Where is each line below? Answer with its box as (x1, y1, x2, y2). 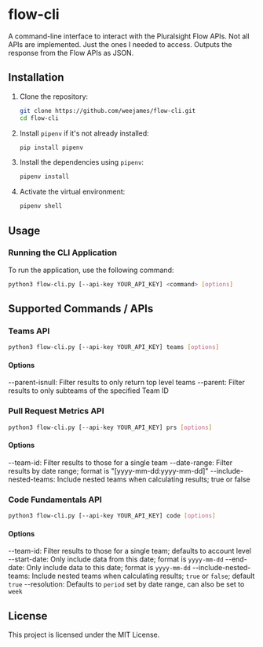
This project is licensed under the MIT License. (8, 630, 160, 640)
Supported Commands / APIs (8, 302, 154, 315)
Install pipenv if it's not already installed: (19, 128, 149, 138)
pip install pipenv (19, 144, 84, 151)
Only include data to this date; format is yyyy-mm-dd (26, 563, 191, 572)
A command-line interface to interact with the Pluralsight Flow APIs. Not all (8, 31, 250, 41)
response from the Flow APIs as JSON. (8, 48, 134, 57)
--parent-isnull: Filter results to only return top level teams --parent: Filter (8, 378, 246, 387)
